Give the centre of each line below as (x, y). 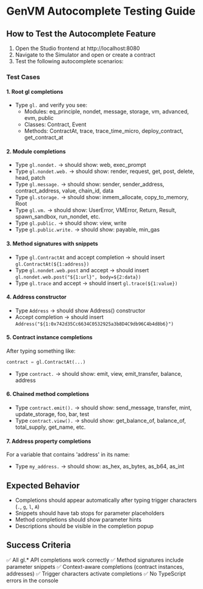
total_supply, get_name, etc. (50, 427)
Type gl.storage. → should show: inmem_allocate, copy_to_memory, (102, 197)
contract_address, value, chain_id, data (64, 191)
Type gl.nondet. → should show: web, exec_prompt (80, 165)
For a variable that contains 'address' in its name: (68, 454)
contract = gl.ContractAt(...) (46, 362)
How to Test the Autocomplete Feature (81, 34)
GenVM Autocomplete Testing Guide (101, 11)
